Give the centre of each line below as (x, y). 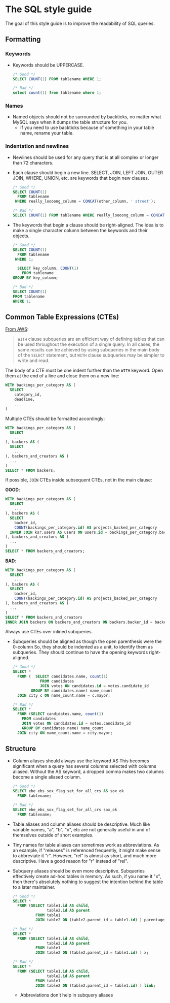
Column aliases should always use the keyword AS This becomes (81, 761)
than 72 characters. (33, 163)
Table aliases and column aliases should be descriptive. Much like (81, 824)
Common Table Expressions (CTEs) (62, 317)
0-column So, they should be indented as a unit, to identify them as (83, 647)
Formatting (23, 39)
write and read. (33, 361)
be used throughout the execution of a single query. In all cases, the (89, 344)
